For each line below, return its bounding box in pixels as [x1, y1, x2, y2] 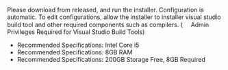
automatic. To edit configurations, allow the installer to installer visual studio [7, 13, 221, 21]
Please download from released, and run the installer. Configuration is [7, 6, 204, 14]
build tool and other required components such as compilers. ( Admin [7, 20, 210, 29]
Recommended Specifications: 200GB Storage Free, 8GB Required [16, 56, 205, 63]
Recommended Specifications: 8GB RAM [16, 48, 133, 56]
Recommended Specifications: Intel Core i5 [16, 41, 140, 49]
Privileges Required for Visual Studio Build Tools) [7, 28, 145, 36]
